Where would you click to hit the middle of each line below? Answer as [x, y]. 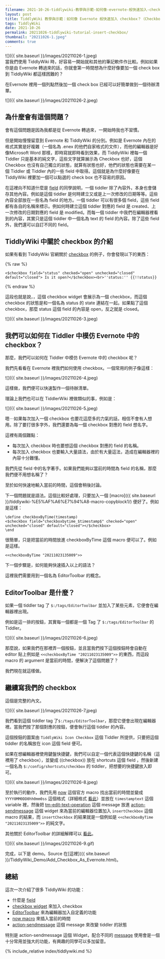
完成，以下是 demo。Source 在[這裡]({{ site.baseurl [57, 853]
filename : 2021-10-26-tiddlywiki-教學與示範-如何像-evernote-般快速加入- [77, 10]
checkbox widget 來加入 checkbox [47, 906]
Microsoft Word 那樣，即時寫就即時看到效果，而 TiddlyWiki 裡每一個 [78, 153]
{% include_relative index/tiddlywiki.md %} [49, 951]
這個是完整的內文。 [25, 701]
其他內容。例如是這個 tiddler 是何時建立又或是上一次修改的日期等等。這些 [83, 194]
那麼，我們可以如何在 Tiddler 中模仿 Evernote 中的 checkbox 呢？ [71, 358]
